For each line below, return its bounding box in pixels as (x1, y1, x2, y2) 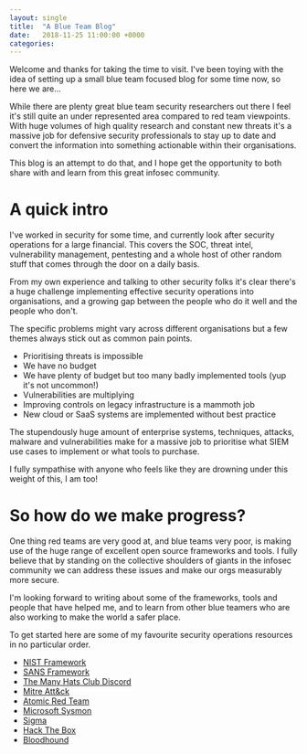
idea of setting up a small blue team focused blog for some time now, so (9, 74, 281, 85)
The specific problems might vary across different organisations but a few (9, 324, 288, 335)
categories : (9, 38, 55, 48)
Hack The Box (22, 725, 76, 736)
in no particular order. (9, 639, 91, 650)
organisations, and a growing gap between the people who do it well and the (9, 296, 298, 307)
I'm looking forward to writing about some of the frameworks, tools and (9, 592, 278, 603)
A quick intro (9, 199, 109, 220)
